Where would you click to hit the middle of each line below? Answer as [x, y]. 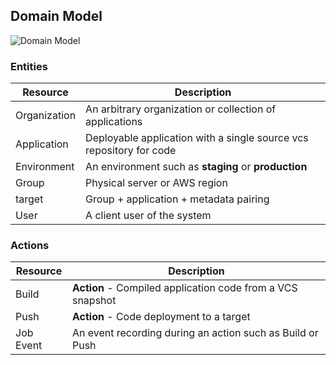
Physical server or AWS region [156, 183]
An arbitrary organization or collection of [181, 109]
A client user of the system [148, 216]
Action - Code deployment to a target [161, 317]
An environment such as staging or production [196, 167]
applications [114, 122]
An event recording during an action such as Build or [195, 333]
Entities [29, 66]
